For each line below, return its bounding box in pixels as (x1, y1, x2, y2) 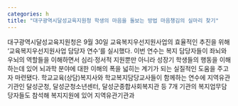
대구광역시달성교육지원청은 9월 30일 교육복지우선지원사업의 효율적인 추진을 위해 (7, 37, 230, 46)
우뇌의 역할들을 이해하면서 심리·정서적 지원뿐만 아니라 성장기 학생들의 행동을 (7, 55, 218, 64)
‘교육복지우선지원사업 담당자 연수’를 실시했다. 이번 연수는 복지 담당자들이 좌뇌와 (7, 46, 227, 55)
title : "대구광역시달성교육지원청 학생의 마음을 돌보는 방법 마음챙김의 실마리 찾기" (7, 17, 219, 24)
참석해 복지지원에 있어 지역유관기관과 (31, 90, 135, 100)
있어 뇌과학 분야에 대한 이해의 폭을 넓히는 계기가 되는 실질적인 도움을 (26, 64, 216, 73)
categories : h (7, 10, 50, 18)
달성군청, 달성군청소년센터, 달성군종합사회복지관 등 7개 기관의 (26, 82, 198, 90)
